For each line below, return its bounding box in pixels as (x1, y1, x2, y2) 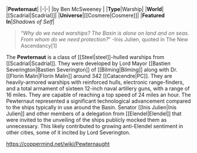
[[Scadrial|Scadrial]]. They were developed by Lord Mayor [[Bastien (6, 60, 171, 67)
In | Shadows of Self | (6, 18, 55, 25)
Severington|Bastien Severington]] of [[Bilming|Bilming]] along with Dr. (6, 66, 178, 73)
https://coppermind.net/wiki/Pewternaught (6, 141, 110, 147)
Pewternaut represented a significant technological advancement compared (6, 97, 191, 105)
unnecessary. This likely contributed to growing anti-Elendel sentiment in (6, 123, 183, 129)
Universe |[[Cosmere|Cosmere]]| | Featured (60, 12, 165, 19)
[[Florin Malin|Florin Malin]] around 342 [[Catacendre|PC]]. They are (6, 73, 172, 79)
